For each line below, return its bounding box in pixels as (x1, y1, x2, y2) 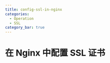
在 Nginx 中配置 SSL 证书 (5, 47, 106, 59)
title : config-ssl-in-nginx (5, 7, 63, 12)
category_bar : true (5, 25, 45, 30)
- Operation (9, 16, 34, 21)
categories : (5, 12, 29, 16)
